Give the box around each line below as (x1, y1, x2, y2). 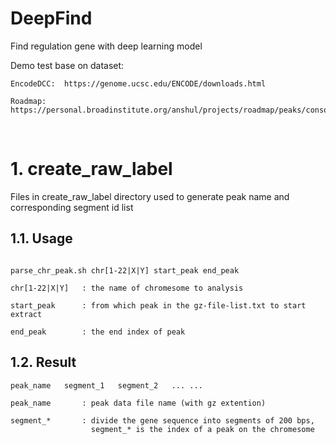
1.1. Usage (10, 230, 73, 247)
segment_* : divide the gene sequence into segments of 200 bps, (10, 415, 315, 426)
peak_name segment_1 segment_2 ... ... (10, 380, 203, 391)
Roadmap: (10, 96, 47, 106)
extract (10, 309, 43, 319)
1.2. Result (10, 354, 77, 371)
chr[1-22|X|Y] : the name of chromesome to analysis (10, 283, 244, 293)
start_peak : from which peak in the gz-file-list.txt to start (10, 300, 307, 311)
